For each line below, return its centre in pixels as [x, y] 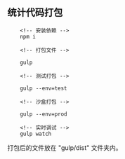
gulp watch [36, 134]
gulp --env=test [44, 88]
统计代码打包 [35, 13]
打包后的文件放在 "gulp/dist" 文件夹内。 [65, 147]
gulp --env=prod [44, 114]
